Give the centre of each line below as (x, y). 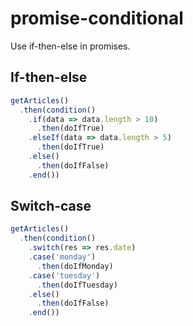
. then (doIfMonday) (75, 266)
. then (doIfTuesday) (77, 285)
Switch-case (51, 206)
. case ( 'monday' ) (62, 257)
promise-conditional (97, 18)
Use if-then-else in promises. (70, 46)
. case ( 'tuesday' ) (64, 275)
